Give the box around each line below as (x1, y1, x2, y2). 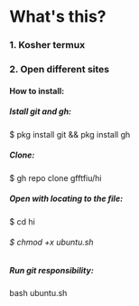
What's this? (9, 6, 107, 27)
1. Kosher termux (9, 39, 86, 52)
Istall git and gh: (9, 106, 72, 117)
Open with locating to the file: (9, 193, 124, 205)
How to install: (9, 85, 65, 96)
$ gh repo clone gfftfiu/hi (9, 172, 102, 183)
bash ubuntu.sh (9, 288, 68, 299)
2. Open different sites (9, 63, 110, 76)
